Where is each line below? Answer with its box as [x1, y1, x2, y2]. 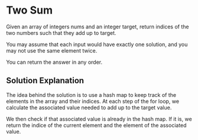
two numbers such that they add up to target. [6, 29, 116, 36]
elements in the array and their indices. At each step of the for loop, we [6, 97, 179, 105]
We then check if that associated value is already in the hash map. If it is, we [6, 115, 192, 122]
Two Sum [6, 4, 53, 17]
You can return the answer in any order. [6, 58, 102, 66]
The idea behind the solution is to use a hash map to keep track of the [6, 91, 176, 98]
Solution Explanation [6, 76, 85, 86]
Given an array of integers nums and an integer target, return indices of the [6, 23, 189, 30]
